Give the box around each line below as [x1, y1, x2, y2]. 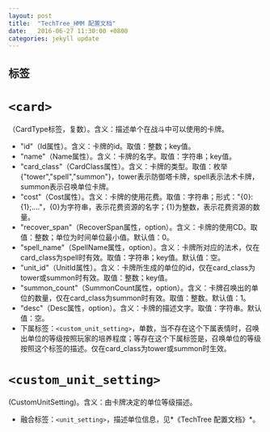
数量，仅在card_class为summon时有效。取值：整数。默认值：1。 [34, 293, 251, 303]
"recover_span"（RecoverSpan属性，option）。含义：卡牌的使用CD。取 [19, 222, 258, 231]
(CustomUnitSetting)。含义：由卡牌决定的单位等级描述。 [8, 397, 197, 407]
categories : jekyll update [8, 34, 99, 43]
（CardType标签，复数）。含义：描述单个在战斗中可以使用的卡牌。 [8, 124, 229, 133]
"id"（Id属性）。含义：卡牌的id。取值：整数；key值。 [19, 141, 196, 150]
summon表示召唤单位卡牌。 [19, 181, 113, 191]
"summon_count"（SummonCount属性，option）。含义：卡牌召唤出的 [19, 282, 252, 292]
